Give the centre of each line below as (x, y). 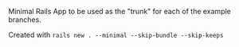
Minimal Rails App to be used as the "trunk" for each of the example (119, 11)
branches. (25, 20)
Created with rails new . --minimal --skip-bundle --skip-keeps (116, 35)
